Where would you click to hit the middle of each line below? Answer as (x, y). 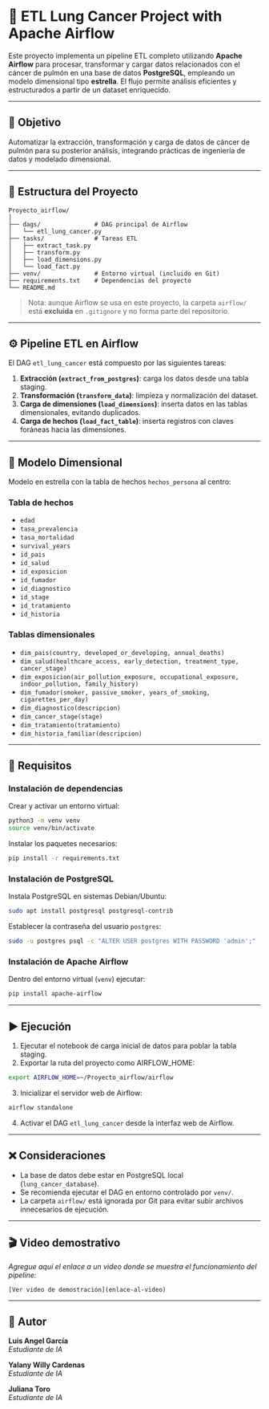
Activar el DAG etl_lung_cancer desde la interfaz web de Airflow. (127, 1122)
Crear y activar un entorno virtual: (64, 806)
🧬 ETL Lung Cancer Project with (115, 16)
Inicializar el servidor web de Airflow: (81, 1093)
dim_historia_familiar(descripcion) (81, 734)
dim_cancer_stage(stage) (61, 717)
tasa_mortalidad (47, 538)
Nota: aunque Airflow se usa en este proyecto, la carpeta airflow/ (137, 302)
